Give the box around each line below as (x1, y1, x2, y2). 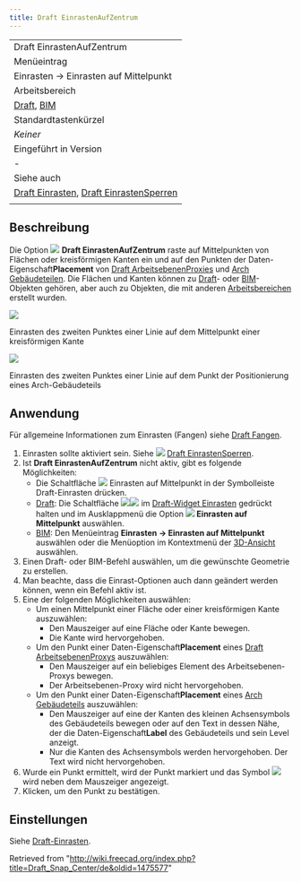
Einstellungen (9, 812, 88, 827)
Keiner (13, 127, 41, 140)
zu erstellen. (21, 566, 69, 576)
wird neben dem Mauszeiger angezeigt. (21, 776, 169, 787)
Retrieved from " (9, 853, 70, 864)
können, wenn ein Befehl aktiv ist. (21, 584, 147, 596)
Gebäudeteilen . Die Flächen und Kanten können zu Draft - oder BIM (9, 273, 257, 284)
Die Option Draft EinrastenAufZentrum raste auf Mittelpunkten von (9, 245, 270, 255)
